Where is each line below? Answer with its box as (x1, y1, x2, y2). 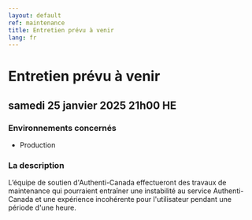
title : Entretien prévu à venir (8, 26, 114, 34)
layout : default (8, 11, 61, 20)
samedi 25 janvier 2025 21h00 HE (8, 99, 177, 112)
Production (19, 140, 56, 150)
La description (8, 160, 65, 171)
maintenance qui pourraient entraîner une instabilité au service (8, 186, 212, 196)
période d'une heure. (8, 203, 76, 213)
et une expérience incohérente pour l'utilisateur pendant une (35, 195, 232, 204)
